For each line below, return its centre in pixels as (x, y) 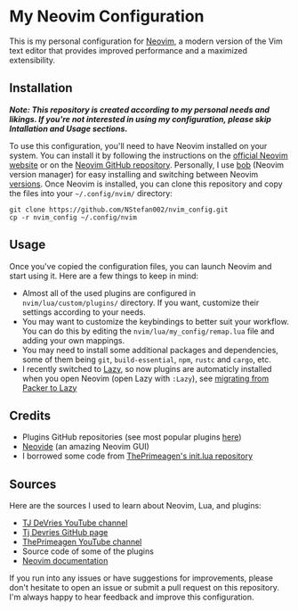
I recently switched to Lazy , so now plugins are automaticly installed (147, 368)
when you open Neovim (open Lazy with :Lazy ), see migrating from (145, 378)
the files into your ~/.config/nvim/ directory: (91, 193)
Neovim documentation (65, 561)
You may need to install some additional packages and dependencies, (150, 350)
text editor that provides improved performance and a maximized (128, 50)
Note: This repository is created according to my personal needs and (139, 110)
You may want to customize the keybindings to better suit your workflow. (155, 321)
